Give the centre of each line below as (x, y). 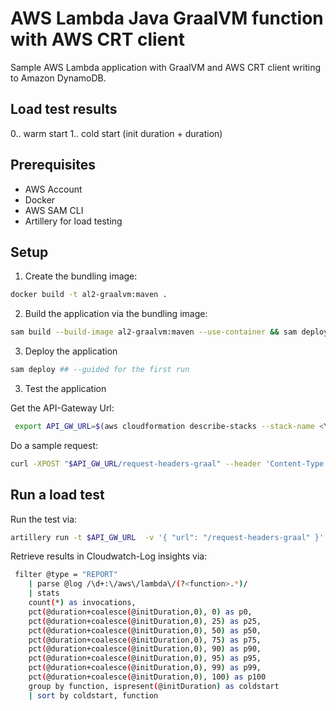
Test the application (65, 388)
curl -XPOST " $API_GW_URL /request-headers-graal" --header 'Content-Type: (169, 463)
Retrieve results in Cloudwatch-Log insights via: (109, 556)
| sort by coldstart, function (93, 695)
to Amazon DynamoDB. (58, 78)
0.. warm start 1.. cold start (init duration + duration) (116, 133)
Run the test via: (44, 519)
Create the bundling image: (81, 276)
